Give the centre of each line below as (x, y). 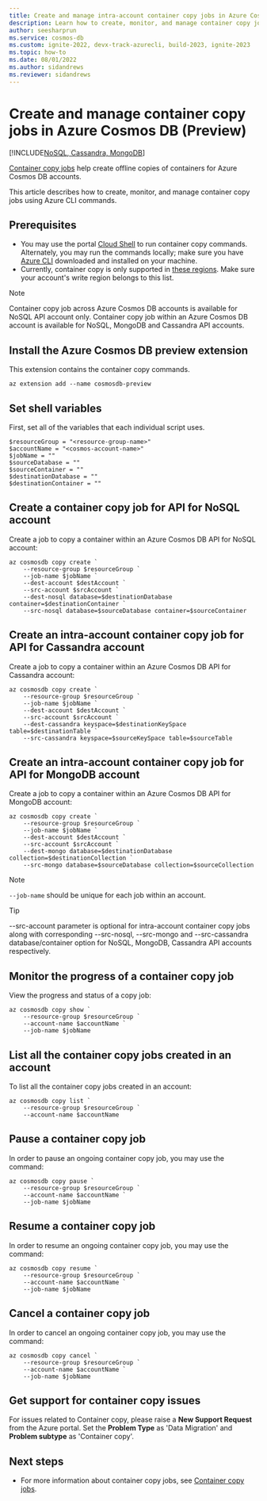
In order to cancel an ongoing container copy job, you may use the (118, 1332)
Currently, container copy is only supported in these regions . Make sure (137, 270)
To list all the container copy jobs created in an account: (101, 1086)
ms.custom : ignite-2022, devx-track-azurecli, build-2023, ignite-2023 (130, 45)
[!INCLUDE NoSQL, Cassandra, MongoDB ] (77, 152)
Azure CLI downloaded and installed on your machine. (109, 261)
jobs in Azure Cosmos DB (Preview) (128, 130)
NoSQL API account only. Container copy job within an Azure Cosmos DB (129, 317)
